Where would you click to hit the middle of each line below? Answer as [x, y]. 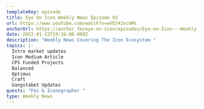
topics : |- [20, 46]
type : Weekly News [29, 96]
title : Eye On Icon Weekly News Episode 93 [62, 18]
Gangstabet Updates [36, 85]
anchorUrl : [20, 29]
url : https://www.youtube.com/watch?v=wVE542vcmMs [72, 23]
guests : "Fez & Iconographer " [46, 91]
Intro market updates [39, 51]
